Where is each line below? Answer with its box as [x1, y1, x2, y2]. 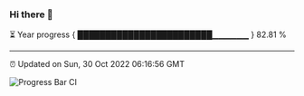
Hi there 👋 [9, 8, 54, 21]
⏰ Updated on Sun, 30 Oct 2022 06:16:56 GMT [9, 59, 185, 70]
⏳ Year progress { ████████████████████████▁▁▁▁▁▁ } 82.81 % [9, 29, 287, 40]
